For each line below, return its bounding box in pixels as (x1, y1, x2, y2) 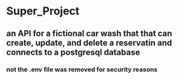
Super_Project (6, 4, 80, 18)
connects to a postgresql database (6, 47, 140, 57)
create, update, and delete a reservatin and (6, 37, 173, 48)
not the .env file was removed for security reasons (6, 65, 158, 74)
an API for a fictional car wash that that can (6, 28, 173, 39)
